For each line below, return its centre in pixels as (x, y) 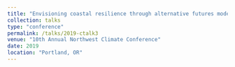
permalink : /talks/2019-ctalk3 (53, 33)
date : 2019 (23, 46)
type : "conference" (36, 27)
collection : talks (34, 20)
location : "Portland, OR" (45, 53)
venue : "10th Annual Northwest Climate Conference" (84, 40)
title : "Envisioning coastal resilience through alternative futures (111, 14)
